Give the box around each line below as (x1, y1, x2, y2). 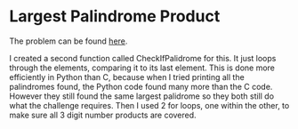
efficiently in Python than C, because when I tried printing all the (9, 71, 245, 82)
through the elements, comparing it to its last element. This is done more (9, 62, 276, 73)
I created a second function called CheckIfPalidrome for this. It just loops (9, 52, 277, 63)
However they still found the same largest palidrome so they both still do (9, 91, 274, 101)
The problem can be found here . (9, 36, 128, 46)
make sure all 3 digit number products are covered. (9, 109, 197, 120)
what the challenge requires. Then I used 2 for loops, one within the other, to (9, 100, 290, 110)
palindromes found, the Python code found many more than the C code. (9, 81, 273, 92)
